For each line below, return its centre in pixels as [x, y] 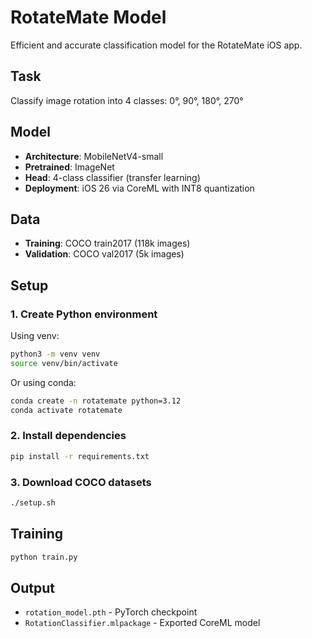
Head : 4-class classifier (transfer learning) [112, 177]
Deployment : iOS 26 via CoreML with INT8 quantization [139, 188]
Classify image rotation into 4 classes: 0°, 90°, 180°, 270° [127, 100]
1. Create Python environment [84, 314]
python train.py [44, 557]
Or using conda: [43, 382]
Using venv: [35, 336]
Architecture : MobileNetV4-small [94, 156]
